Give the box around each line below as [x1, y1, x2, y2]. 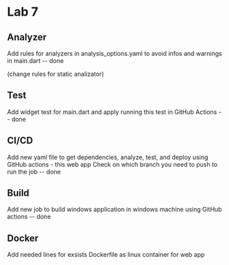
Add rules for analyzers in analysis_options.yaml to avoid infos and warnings [7, 49, 222, 57]
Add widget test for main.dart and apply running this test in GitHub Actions [7, 107, 217, 116]
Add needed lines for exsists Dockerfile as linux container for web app [7, 251, 205, 259]
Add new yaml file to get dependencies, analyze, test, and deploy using [7, 153, 208, 161]
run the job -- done [7, 167, 62, 176]
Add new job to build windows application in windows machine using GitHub [7, 206, 222, 214]
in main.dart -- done [7, 57, 64, 65]
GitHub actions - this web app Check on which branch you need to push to [7, 160, 218, 168]
